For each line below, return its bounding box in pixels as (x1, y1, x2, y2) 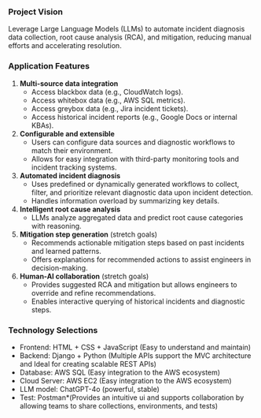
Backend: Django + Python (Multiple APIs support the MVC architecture (19, 350, 252, 360)
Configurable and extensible (19, 129, 116, 138)
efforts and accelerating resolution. (8, 41, 122, 50)
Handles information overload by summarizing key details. (31, 196, 220, 205)
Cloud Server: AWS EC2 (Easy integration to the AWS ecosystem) (19, 375, 232, 385)
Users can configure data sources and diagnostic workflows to (31, 137, 236, 147)
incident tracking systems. (31, 162, 117, 172)
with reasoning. (31, 221, 82, 230)
